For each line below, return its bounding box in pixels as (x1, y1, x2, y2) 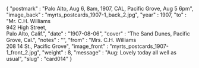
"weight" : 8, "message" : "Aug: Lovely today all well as (42, 49, 177, 56)
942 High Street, (6, 24, 47, 31)
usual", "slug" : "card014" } (6, 56, 72, 62)
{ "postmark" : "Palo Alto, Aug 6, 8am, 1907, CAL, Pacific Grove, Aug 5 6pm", (6, 5, 194, 12)
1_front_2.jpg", (6, 49, 41, 56)
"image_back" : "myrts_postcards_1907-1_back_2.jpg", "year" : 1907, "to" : (6, 11, 187, 18)
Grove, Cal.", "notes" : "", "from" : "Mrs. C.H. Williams (6, 37, 137, 43)
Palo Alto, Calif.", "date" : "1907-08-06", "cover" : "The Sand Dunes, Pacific (6, 30, 190, 37)
